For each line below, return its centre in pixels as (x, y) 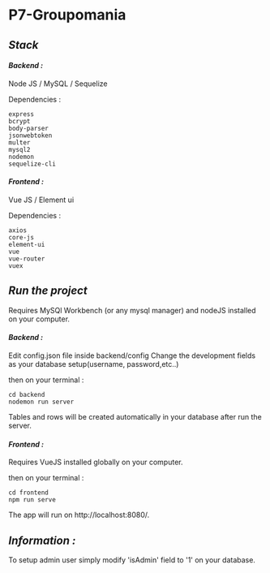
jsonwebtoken (30, 136)
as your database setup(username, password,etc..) (94, 364)
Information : (42, 540)
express (21, 114)
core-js (21, 237)
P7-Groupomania (67, 15)
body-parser (28, 128)
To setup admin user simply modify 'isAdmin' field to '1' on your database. (132, 560)
